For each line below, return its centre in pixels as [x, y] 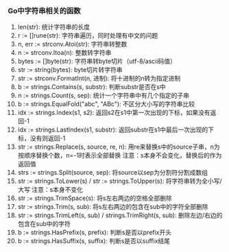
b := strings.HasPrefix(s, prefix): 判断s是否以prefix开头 [95, 232]
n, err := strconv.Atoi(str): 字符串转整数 [72, 44]
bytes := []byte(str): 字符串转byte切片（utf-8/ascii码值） [97, 61]
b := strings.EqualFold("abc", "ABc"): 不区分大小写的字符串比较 [106, 104]
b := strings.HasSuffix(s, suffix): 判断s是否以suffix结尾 [94, 241]
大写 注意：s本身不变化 [50, 190]
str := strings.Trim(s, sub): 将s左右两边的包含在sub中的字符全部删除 [113, 207]
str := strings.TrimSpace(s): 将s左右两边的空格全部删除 [95, 198]
